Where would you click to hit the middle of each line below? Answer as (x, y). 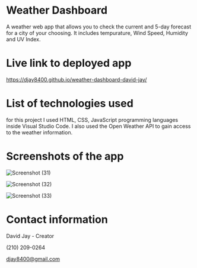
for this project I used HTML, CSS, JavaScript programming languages (92, 120)
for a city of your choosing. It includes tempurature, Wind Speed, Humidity (97, 33)
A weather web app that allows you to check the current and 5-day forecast (99, 27)
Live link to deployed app (69, 63)
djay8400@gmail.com (33, 259)
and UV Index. (23, 39)
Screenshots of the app (65, 156)
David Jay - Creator (30, 236)
